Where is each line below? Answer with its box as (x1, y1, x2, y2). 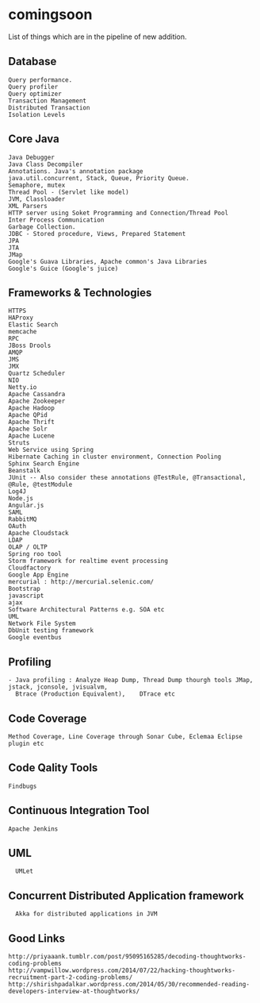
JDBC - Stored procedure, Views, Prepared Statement (8, 230, 186, 237)
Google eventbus (8, 634, 62, 642)
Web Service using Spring (8, 446, 94, 454)
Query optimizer (8, 90, 62, 98)
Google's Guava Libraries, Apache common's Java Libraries (8, 257, 208, 265)
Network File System (8, 619, 77, 628)
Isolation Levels (8, 110, 66, 118)
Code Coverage (8, 712, 87, 725)
